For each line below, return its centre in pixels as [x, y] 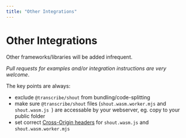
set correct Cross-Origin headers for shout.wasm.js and [82, 122]
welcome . [18, 75]
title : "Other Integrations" [42, 11]
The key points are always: [38, 86]
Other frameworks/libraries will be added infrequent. [69, 57]
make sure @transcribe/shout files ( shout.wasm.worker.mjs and [90, 103]
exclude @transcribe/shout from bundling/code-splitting [82, 97]
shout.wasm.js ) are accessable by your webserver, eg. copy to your [97, 110]
